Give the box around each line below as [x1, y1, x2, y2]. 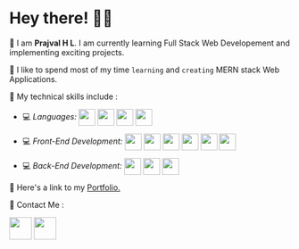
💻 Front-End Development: [21, 136, 123, 146]
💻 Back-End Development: [21, 160, 122, 170]
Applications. [9, 73, 58, 84]
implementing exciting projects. [9, 46, 125, 57]
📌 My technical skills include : [9, 91, 119, 102]
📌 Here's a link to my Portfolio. [9, 182, 120, 193]
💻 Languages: [21, 111, 78, 121]
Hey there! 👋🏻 [9, 8, 113, 29]
